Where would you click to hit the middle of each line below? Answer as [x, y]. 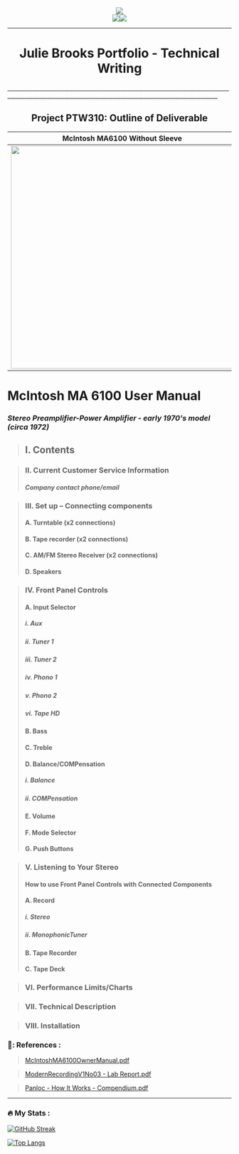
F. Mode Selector [51, 833]
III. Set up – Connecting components [89, 505]
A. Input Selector [50, 607]
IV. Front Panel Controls [66, 589]
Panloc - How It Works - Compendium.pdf [86, 1088]
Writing [119, 69]
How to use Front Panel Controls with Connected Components [118, 884]
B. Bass [36, 731]
